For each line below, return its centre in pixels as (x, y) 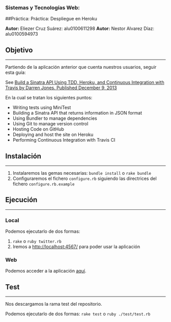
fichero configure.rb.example (44, 184)
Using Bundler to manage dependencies (55, 118)
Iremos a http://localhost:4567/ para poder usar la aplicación (76, 247)
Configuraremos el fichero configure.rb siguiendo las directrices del (84, 178)
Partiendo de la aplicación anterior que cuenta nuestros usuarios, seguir (81, 67)
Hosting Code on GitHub (38, 129)
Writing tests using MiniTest (42, 108)
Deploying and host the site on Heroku (53, 135)
